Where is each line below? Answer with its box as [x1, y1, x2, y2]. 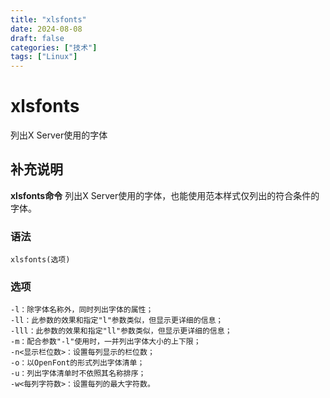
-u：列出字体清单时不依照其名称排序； [10, 369, 147, 379]
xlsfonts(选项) [10, 255, 71, 265]
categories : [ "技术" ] [10, 42, 98, 53]
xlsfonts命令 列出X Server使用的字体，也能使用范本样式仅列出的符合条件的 [10, 189, 320, 201]
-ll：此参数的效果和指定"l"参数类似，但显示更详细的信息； [10, 316, 224, 326]
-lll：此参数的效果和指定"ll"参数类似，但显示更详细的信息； [10, 326, 233, 336]
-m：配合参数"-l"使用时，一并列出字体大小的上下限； [10, 337, 202, 347]
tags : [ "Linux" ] [10, 52, 78, 62]
